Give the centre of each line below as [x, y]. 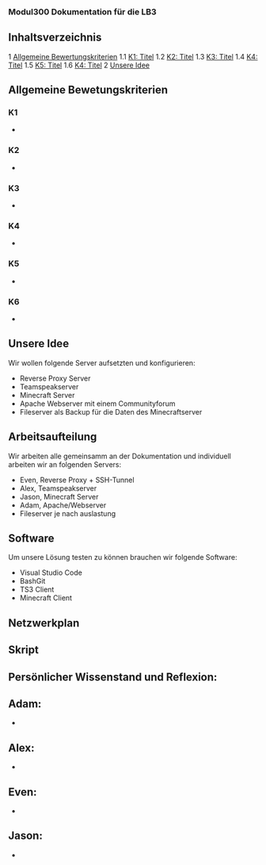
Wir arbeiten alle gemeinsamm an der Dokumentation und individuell [120, 456]
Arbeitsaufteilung [53, 437]
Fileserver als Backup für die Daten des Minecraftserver [111, 411]
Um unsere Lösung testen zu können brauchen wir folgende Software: [123, 557]
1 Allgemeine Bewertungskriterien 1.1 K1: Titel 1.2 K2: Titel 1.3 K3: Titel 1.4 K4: [133, 56]
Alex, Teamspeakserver [58, 488]
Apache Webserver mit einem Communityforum [97, 404]
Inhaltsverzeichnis [55, 38]
